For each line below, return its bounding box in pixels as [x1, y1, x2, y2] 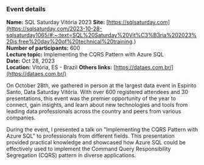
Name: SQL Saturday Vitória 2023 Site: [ [6, 19, 108, 26]
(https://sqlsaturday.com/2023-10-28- [6, 25, 102, 32]
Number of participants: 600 [6, 44, 80, 52]
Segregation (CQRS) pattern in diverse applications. [6, 152, 136, 159]
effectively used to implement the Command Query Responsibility [6, 145, 171, 153]
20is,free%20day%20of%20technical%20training [6, 38, 133, 45]
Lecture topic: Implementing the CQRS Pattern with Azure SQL [6, 51, 164, 58]
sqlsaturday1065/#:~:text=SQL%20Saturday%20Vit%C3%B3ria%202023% [6, 32, 197, 39]
